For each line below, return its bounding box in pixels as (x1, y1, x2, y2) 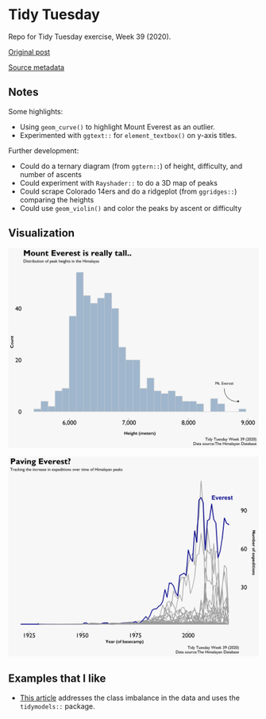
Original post (8, 47, 50, 56)
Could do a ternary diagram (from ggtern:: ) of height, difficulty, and (19, 161, 243, 171)
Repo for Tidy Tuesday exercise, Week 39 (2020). (8, 32, 172, 41)
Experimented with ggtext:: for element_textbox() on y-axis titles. (19, 130, 237, 140)
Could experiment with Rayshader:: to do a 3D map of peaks (19, 178, 218, 187)
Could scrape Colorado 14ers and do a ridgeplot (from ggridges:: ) (19, 186, 237, 196)
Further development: (8, 145, 79, 156)
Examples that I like (8, 672, 106, 686)
